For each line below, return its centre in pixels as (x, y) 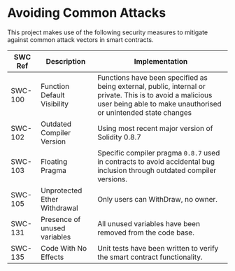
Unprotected (62, 190)
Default (53, 95)
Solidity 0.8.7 (120, 137)
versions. (113, 179)
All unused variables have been (149, 223)
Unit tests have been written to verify (158, 248)
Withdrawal (59, 208)
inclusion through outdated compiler (157, 170)
